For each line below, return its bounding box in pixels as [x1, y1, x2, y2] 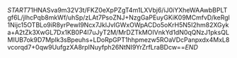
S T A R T [7, 6, 28, 14]
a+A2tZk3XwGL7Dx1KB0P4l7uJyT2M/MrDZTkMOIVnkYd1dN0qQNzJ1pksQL [7, 28, 230, 36]
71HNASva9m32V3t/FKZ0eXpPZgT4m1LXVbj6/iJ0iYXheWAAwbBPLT [27, 6, 228, 14]
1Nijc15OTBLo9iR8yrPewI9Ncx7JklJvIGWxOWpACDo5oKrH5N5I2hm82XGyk [7, 21, 229, 29]
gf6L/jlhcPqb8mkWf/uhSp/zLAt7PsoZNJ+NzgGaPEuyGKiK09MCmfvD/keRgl [7, 13, 230, 22]
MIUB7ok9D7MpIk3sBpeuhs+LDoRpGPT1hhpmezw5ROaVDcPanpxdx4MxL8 [7, 36, 230, 44]
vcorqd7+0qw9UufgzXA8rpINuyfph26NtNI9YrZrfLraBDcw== [7, 43, 185, 51]
